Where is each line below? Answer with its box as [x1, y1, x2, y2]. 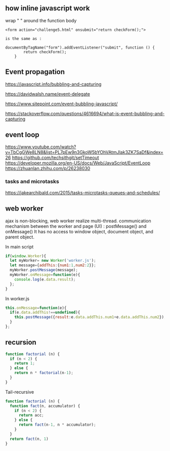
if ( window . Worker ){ [5, 253, 47, 259]
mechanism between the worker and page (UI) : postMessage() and [5, 223, 147, 229]
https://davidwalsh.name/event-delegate [5, 91, 90, 97]
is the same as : [5, 36, 42, 41]
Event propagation [5, 68, 65, 76]
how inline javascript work [5, 4, 90, 13]
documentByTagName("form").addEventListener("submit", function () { [5, 45, 155, 50]
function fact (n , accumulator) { [10, 403, 80, 408]
